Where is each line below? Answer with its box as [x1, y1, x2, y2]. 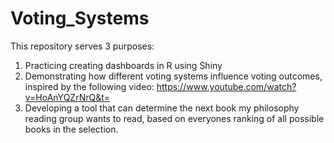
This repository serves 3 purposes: [10, 40, 155, 52]
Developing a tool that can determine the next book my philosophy [24, 102, 300, 114]
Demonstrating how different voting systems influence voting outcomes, [24, 70, 323, 82]
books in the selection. [24, 123, 119, 135]
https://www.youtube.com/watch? [156, 80, 297, 92]
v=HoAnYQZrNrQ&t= [24, 91, 111, 103]
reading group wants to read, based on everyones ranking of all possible [24, 112, 325, 124]
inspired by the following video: [24, 80, 155, 92]
